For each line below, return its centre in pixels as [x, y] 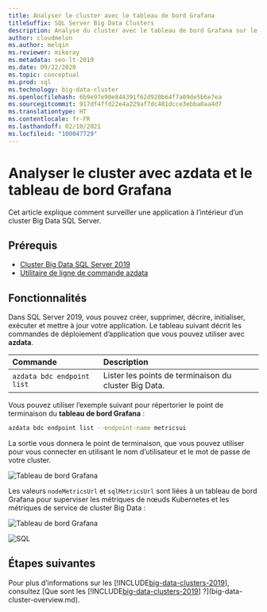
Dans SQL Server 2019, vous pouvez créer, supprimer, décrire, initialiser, [127, 317]
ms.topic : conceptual [44, 75]
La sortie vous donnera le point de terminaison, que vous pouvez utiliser [126, 444]
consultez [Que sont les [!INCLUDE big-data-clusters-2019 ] [104, 591]
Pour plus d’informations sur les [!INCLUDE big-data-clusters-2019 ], [119, 583]
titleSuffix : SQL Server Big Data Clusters [81, 23]
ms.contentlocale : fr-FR [49, 119]
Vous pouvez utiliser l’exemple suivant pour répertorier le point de [116, 405]
